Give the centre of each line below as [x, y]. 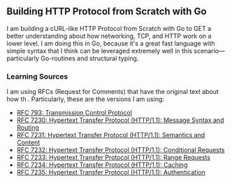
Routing [28, 128]
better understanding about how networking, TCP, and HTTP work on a [109, 36]
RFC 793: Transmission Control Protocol [74, 113]
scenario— [209, 50]
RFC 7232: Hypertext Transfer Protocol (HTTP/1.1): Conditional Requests [121, 150]
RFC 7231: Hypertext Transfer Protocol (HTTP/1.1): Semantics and [111, 135]
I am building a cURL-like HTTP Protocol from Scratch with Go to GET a [109, 28]
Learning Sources [37, 76]
